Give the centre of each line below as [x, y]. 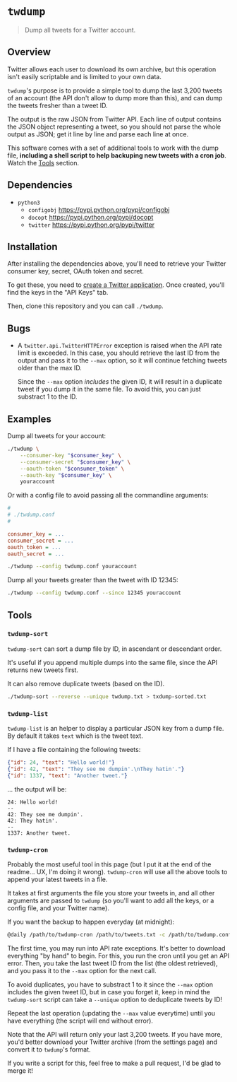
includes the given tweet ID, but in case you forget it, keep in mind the [109, 992]
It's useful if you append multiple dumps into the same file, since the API [113, 662]
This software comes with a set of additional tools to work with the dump [113, 148]
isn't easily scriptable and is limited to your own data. [85, 76]
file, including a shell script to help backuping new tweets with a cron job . [117, 155]
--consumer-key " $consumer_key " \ [71, 455]
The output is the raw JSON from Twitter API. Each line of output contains [114, 119]
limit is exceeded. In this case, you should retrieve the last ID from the [119, 353]
